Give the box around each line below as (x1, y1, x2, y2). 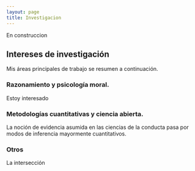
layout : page (6, 9, 40, 15)
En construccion (6, 31, 48, 38)
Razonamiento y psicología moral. (6, 81, 109, 89)
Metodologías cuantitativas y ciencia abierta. (6, 109, 144, 118)
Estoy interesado (6, 94, 49, 101)
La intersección (6, 159, 45, 167)
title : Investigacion (6, 15, 62, 21)
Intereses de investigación (6, 49, 109, 59)
